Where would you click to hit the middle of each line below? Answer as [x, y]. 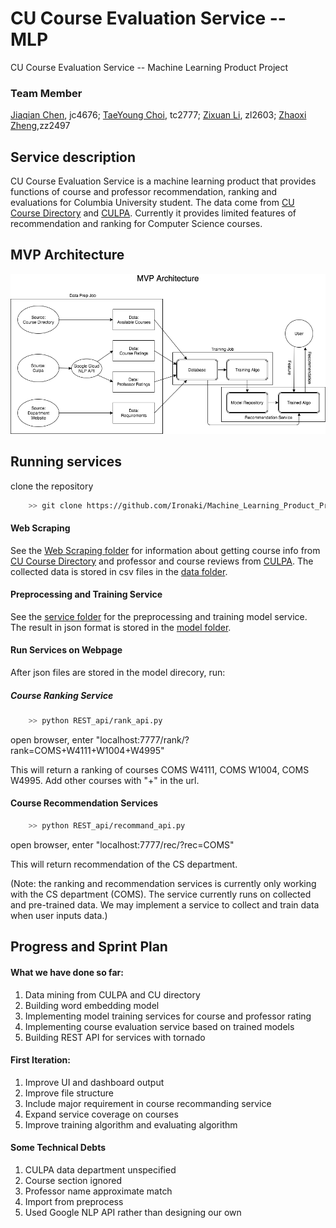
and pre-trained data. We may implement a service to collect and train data [165, 904]
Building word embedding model [92, 1005]
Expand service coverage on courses [101, 1114]
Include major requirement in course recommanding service [148, 1103]
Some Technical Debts [58, 1148]
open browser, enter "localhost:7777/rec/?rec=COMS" [122, 844]
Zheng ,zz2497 [40, 126]
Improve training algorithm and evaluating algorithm [131, 1124]
